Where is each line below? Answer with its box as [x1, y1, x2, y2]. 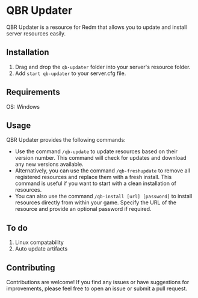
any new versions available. [14, 160, 84, 168]
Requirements [6, 87, 60, 97]
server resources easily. [6, 29, 66, 37]
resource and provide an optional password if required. [14, 205, 152, 213]
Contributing [6, 263, 55, 273]
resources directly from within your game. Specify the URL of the [14, 199, 176, 206]
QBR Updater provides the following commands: [6, 136, 126, 144]
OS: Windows [6, 103, 40, 110]
